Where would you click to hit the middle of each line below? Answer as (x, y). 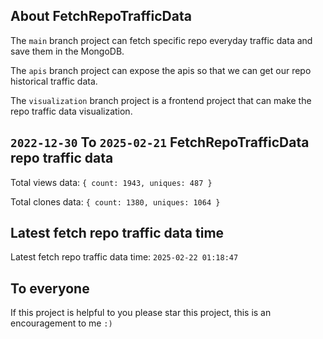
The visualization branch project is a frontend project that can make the (161, 100)
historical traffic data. (54, 81)
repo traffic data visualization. (71, 111)
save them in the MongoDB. (67, 51)
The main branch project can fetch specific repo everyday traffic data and (161, 40)
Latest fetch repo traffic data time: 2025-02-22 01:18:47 (124, 257)
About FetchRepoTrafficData (101, 16)
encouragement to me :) (61, 323)
